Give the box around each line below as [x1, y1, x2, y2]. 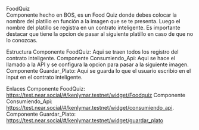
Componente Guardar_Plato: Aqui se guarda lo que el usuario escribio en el [6, 67, 191, 74]
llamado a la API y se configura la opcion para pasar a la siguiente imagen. [6, 61, 189, 68]
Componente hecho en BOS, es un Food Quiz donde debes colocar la [6, 11, 177, 18]
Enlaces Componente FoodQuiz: [6, 85, 85, 92]
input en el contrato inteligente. [6, 74, 83, 81]
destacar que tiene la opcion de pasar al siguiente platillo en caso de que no [6, 30, 194, 38]
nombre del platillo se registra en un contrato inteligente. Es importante [6, 24, 181, 31]
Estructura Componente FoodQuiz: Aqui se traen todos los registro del [6, 48, 179, 55]
